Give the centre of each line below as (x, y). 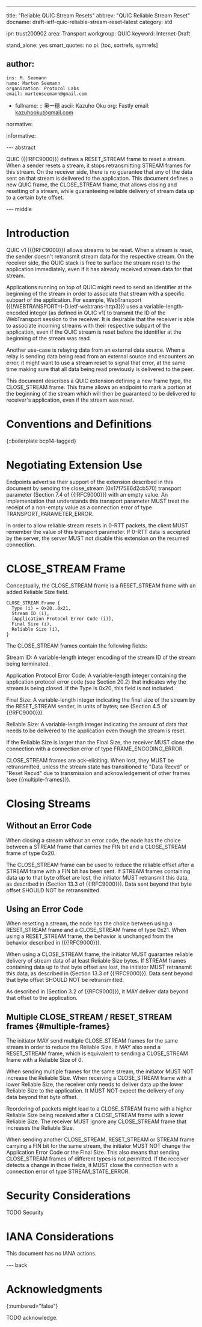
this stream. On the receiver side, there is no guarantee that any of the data (99, 171)
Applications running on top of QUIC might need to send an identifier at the (99, 287)
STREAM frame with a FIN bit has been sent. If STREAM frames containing (98, 871)
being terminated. (28, 663)
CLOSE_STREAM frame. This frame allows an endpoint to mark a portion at (99, 387)
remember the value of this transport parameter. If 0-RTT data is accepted (98, 532)
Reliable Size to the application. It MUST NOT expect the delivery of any (95, 1091)
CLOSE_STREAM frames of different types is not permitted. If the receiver (97, 1159)
